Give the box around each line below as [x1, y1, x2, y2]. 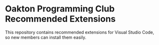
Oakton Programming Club [5, 3, 115, 14]
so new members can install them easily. [5, 34, 87, 40]
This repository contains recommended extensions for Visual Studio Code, [5, 29, 155, 35]
